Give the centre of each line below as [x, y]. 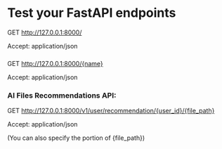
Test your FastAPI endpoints [92, 13]
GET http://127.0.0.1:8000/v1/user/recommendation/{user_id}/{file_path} [111, 111]
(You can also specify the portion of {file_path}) [76, 138]
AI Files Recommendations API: [62, 95]
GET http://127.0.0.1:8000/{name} [55, 63]
